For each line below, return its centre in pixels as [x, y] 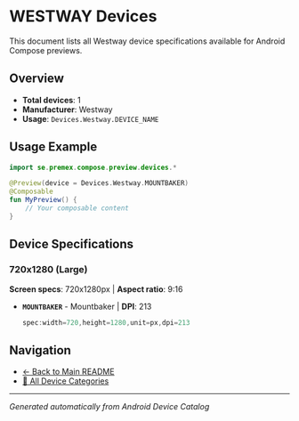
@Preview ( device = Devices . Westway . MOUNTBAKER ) [99, 183]
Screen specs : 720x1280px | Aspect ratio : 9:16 [96, 289]
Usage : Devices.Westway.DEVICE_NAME [90, 118]
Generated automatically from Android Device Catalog [109, 407]
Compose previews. [46, 50]
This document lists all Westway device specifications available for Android [147, 41]
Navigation [40, 350]
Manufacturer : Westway [67, 109]
